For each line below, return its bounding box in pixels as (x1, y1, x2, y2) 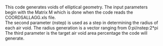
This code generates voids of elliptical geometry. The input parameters (5, 4, 148, 10)
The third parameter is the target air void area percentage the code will (5, 30, 148, 36)
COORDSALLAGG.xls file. (5, 15, 56, 20)
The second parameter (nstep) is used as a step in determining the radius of (5, 20, 159, 25)
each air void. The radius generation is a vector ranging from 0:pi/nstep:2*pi (5, 25, 159, 31)
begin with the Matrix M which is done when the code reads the (5, 9, 133, 15)
